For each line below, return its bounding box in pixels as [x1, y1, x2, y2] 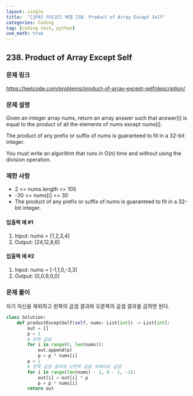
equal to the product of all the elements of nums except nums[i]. [6, 121, 162, 128]
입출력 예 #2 [6, 253, 35, 260]
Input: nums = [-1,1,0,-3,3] [14, 266, 78, 273]
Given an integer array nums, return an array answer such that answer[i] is [6, 114, 187, 121]
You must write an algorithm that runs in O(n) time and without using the [6, 150, 182, 157]
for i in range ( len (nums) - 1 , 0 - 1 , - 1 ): [27, 369, 136, 375]
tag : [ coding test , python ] [6, 25, 76, 31]
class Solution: [6, 315, 46, 321]
